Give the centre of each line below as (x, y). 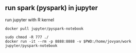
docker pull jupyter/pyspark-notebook (44, 29)
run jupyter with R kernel (30, 19)
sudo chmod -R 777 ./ (27, 37)
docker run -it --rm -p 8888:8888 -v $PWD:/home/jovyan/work (68, 41)
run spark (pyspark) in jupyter (51, 8)
